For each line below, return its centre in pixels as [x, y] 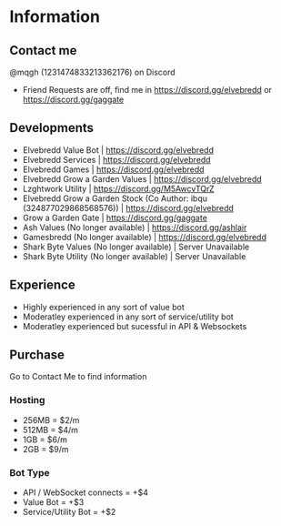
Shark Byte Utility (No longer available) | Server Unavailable [134, 256]
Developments [51, 128]
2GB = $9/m [46, 449]
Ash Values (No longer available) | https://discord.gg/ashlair [135, 227]
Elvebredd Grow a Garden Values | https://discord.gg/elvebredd [142, 178]
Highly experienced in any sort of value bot [103, 307]
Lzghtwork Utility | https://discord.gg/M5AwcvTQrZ [119, 188]
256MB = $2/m [51, 420]
